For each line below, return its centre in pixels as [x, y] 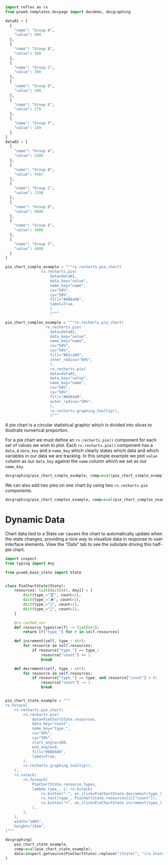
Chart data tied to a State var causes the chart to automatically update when [84, 533]
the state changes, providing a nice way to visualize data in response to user [84, 539]
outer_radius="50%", [71, 401]
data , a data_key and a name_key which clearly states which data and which [82, 450]
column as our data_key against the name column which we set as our [76, 461]
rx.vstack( [25, 775]
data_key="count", [51, 724]
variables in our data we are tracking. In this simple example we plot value [81, 456]
